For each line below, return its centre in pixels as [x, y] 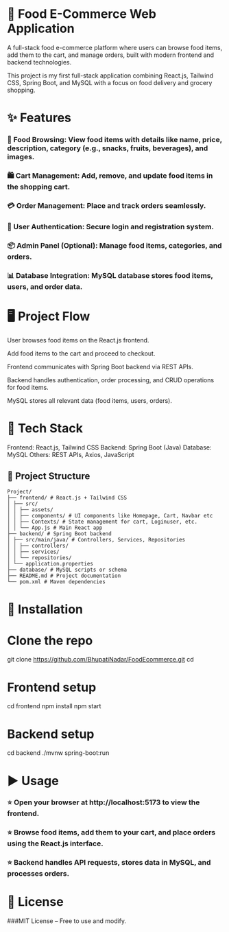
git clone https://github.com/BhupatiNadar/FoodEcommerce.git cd [100, 660]
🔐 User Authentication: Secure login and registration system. [111, 226]
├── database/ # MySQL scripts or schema [67, 570]
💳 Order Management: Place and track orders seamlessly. [107, 205]
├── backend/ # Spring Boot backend [59, 534]
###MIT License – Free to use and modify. [67, 921]
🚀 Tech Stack [45, 428]
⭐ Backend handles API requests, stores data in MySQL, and [109, 863]
